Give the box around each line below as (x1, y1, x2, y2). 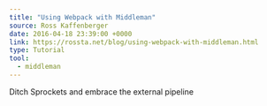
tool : (9, 54, 29, 63)
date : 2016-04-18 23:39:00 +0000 (9, 29, 133, 38)
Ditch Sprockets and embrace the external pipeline (9, 86, 195, 97)
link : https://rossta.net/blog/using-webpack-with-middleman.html (9, 37, 259, 47)
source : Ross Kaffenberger (9, 21, 109, 30)
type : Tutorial (9, 46, 65, 55)
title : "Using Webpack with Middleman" (9, 12, 156, 22)
